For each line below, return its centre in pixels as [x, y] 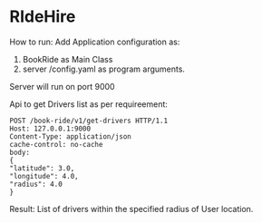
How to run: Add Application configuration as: [95, 42]
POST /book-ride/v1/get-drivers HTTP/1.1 [89, 121]
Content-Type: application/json [70, 136]
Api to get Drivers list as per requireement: [88, 104]
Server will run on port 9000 [62, 86]
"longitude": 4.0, [44, 176]
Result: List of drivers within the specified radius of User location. [131, 208]
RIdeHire [43, 17]
